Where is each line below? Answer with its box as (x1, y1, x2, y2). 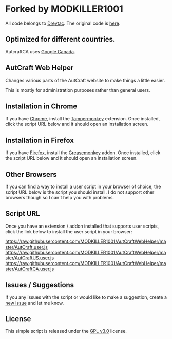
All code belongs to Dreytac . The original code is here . (5, 20, 121, 26)
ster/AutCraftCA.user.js (5, 266, 54, 272)
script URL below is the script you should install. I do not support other (5, 189, 155, 195)
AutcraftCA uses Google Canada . (5, 48, 75, 54)
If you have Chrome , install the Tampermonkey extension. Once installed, (5, 116, 160, 122)
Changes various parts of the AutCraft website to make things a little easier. (5, 77, 165, 83)
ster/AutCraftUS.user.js (5, 255, 54, 261)
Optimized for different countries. (5, 35, 116, 44)
